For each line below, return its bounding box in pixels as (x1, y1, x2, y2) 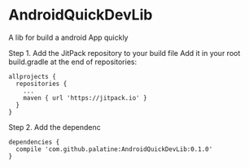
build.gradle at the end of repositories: (8, 57, 137, 67)
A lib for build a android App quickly (8, 32, 129, 42)
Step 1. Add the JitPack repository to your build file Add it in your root (8, 48, 241, 58)
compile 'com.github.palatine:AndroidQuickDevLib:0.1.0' (15, 144, 213, 153)
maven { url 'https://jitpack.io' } (23, 93, 148, 102)
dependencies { (8, 138, 60, 146)
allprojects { (8, 72, 57, 80)
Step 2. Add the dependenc (8, 122, 102, 131)
